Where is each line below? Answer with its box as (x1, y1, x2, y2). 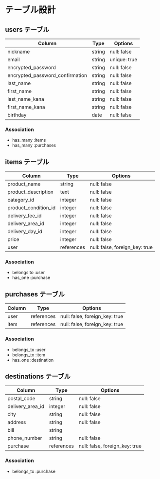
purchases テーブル (5, 290, 65, 298)
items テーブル (5, 158, 50, 166)
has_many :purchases (12, 142, 56, 148)
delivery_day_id (7, 228, 42, 235)
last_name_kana (7, 96, 45, 102)
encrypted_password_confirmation (7, 72, 88, 78)
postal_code (7, 395, 36, 402)
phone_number (7, 435, 42, 442)
